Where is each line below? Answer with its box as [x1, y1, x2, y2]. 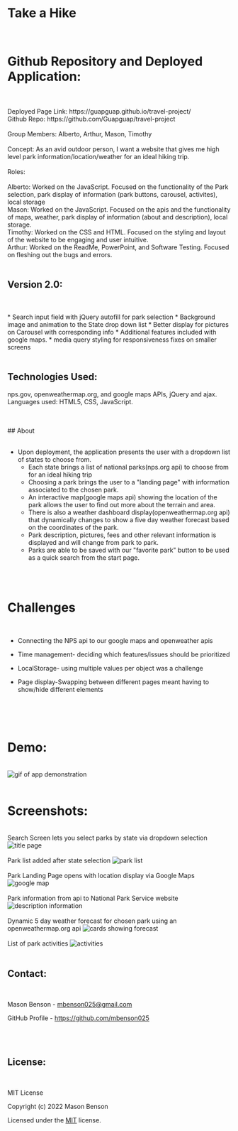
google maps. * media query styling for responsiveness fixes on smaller [7, 335, 217, 344]
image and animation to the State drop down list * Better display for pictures [7, 320, 229, 328]
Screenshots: [7, 803, 89, 818]
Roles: [7, 167, 26, 175]
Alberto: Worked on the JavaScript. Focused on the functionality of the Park [7, 183, 229, 191]
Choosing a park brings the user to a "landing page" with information [28, 477, 230, 486]
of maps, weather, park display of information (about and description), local [7, 212, 228, 221]
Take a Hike [7, 5, 76, 21]
